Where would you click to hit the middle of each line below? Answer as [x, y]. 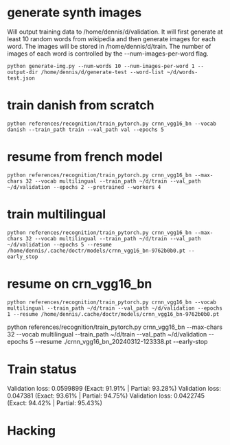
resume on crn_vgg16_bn [80, 284]
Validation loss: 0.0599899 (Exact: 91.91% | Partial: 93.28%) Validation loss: [114, 388]
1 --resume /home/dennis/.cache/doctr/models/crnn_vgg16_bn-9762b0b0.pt [113, 314]
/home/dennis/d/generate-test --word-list [103, 72]
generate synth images [74, 13]
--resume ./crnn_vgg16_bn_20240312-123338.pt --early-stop [121, 341]
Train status [42, 369]
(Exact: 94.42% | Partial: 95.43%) [55, 402]
